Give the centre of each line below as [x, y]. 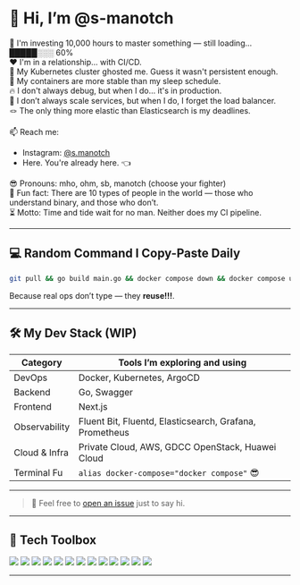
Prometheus [104, 433]
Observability [42, 427]
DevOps [31, 377]
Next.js [93, 407]
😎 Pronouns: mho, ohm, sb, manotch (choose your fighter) [118, 183]
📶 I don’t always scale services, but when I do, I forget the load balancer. [143, 100]
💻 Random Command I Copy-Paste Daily [125, 254]
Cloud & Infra [41, 453]
